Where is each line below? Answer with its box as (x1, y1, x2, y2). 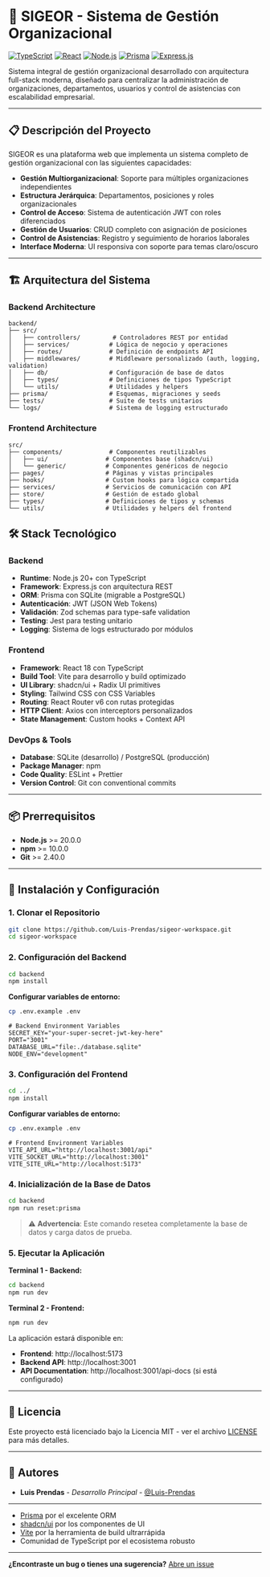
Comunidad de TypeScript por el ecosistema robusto (19, 1536, 195, 1546)
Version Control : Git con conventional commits (19, 778, 177, 788)
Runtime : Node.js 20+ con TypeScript (19, 574, 146, 583)
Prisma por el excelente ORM (19, 1510, 117, 1520)
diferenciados (19, 216, 66, 226)
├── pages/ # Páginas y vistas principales (8, 469, 215, 477)
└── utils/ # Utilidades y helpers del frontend (8, 504, 231, 513)
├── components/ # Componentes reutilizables (8, 447, 207, 456)
